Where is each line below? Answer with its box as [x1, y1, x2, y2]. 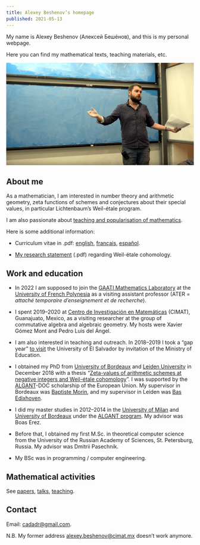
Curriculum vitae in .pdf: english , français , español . [14, 240, 140, 247]
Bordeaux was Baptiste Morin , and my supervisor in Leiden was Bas [14, 389, 182, 396]
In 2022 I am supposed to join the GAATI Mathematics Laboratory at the [14, 284, 191, 292]
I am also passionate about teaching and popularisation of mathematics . [6, 217, 183, 224]
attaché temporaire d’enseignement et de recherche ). [14, 297, 147, 304]
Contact [6, 505, 37, 515]
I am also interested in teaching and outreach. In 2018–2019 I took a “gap [14, 339, 193, 346]
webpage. [6, 39, 31, 46]
